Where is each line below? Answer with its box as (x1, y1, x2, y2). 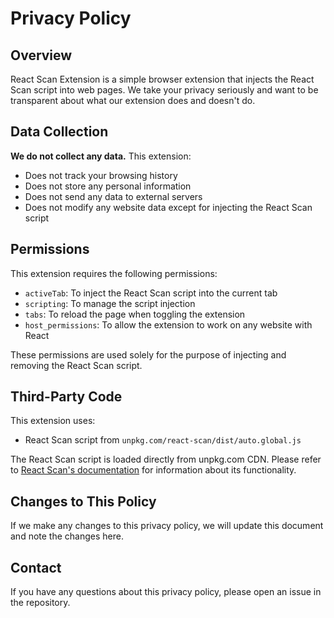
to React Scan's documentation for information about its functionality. (10, 464, 297, 476)
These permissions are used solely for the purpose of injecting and (10, 348, 287, 361)
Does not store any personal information (24, 180, 192, 192)
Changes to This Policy (10, 493, 157, 510)
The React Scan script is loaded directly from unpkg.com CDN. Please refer (10, 453, 322, 466)
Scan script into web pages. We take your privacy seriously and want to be (10, 84, 319, 96)
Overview (10, 47, 73, 64)
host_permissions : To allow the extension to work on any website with (24, 318, 313, 331)
